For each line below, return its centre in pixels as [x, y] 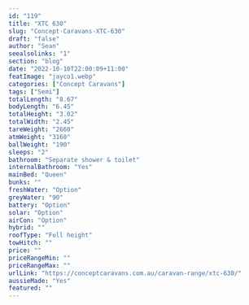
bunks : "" [25, 183]
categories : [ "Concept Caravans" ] [67, 84]
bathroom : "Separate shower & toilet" [74, 159]
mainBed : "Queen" [38, 175]
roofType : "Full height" [50, 235]
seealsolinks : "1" [39, 54]
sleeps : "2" [28, 152]
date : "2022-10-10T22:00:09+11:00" [69, 69]
